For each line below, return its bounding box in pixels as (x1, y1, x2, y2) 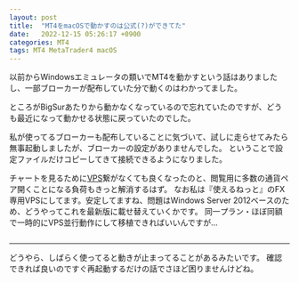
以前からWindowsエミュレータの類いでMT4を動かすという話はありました (9, 72, 279, 83)
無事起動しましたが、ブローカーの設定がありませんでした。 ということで (9, 143, 276, 154)
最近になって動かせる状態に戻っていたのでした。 (16, 113, 196, 124)
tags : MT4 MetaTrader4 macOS (9, 46, 117, 55)
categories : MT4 (9, 37, 69, 47)
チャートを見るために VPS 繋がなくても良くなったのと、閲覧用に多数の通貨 (9, 173, 281, 183)
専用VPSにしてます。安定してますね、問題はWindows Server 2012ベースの (9, 195, 282, 205)
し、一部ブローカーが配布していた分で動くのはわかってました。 (9, 83, 243, 93)
